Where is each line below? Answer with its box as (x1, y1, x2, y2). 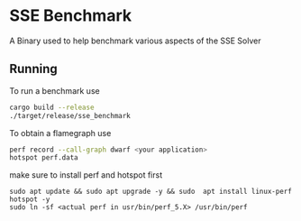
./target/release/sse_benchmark (9, 111, 131, 120)
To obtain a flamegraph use (9, 127, 112, 138)
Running (9, 61, 59, 77)
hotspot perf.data (9, 153, 78, 162)
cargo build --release (9, 103, 95, 112)
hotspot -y (9, 195, 50, 204)
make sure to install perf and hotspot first (9, 170, 163, 180)
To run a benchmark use (9, 85, 101, 96)
